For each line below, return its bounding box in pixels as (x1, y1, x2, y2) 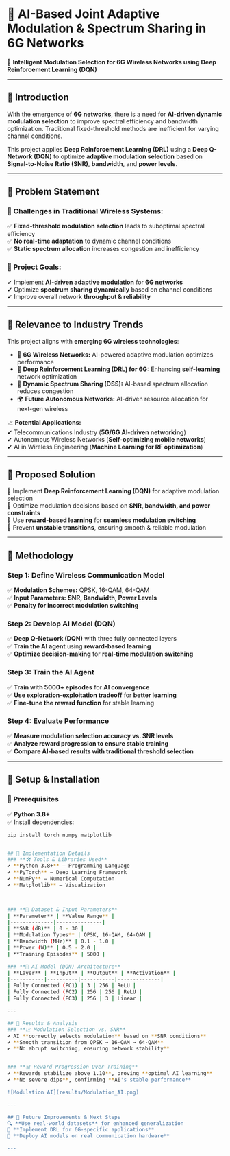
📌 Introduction (7, 92, 70, 104)
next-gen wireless (16, 404, 68, 412)
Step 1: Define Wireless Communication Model (7, 570, 165, 580)
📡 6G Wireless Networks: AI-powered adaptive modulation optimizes (16, 350, 214, 359)
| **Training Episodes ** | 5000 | (7, 950, 106, 958)
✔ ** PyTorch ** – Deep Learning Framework (7, 869, 127, 876)
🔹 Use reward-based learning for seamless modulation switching (7, 516, 196, 524)
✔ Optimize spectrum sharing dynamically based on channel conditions (7, 285, 213, 294)
